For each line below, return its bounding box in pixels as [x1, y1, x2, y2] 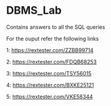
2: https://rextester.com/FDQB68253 [6, 58, 97, 65]
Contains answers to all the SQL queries [6, 23, 106, 31]
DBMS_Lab [6, 4, 62, 17]
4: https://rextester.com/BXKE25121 [6, 81, 94, 89]
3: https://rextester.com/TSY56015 [6, 69, 92, 77]
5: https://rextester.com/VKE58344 [6, 93, 93, 100]
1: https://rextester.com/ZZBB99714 [6, 46, 94, 54]
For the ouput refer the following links [6, 35, 99, 42]
